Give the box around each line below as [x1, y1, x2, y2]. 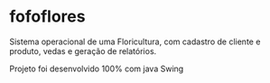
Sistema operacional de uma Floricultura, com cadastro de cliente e [9, 36, 261, 47]
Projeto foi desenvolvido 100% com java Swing [9, 63, 184, 74]
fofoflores [9, 6, 86, 27]
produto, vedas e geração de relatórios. [9, 45, 157, 56]
